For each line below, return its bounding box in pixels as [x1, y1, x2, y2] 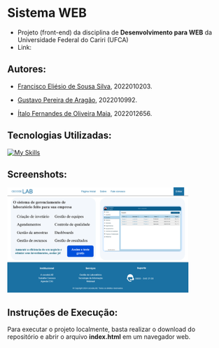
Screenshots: [7, 168, 68, 180]
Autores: [7, 63, 47, 75]
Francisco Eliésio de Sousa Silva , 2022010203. [17, 82, 153, 91]
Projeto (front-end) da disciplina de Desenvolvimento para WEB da [17, 28, 212, 36]
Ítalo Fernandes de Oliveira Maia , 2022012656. [17, 109, 153, 117]
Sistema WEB [7, 5, 87, 21]
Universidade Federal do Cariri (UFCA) [17, 35, 129, 43]
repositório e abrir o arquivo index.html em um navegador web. [7, 333, 191, 341]
